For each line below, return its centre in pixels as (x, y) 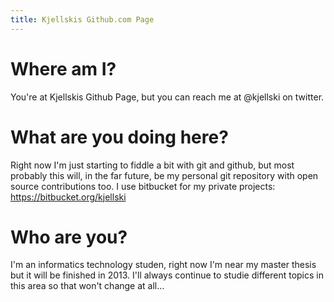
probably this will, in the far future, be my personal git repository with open (164, 175)
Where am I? (63, 68)
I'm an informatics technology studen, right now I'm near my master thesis (163, 265)
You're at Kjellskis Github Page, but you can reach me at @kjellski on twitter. (167, 97)
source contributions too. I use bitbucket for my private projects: (143, 186)
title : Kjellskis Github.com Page (82, 19)
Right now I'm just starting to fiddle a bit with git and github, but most (152, 165)
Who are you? (69, 237)
